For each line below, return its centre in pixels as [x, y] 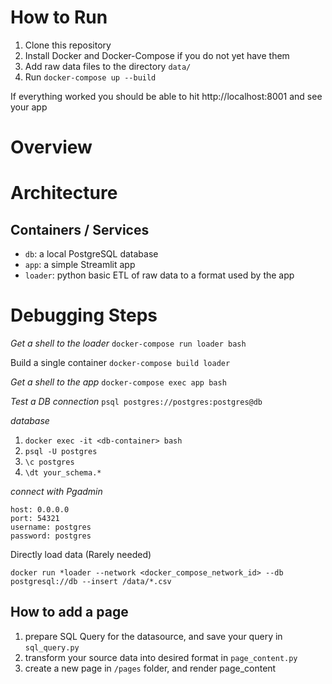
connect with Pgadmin [56, 492]
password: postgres [51, 536]
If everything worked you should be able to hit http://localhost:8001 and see [166, 96]
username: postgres [51, 527]
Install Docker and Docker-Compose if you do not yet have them [157, 55]
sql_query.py [52, 647]
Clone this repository [68, 45]
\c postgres [49, 462]
